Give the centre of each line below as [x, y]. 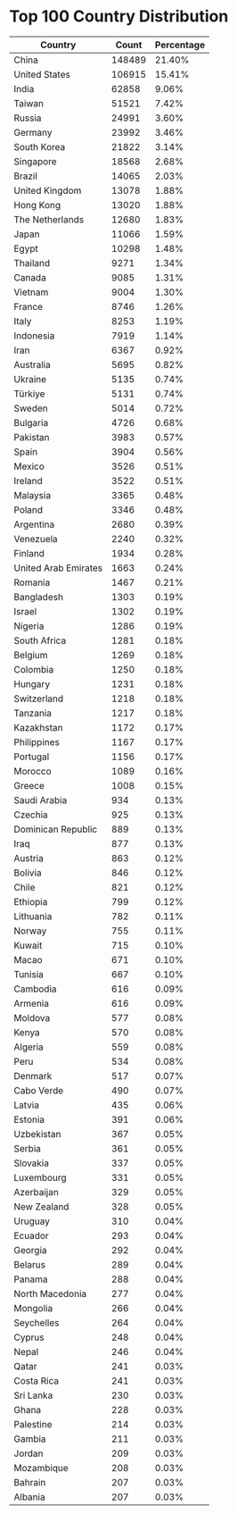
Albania [30, 1496]
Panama [31, 1279]
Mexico [29, 466]
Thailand [32, 263]
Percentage [180, 45]
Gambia [30, 1438]
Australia [32, 364]
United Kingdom [48, 190]
